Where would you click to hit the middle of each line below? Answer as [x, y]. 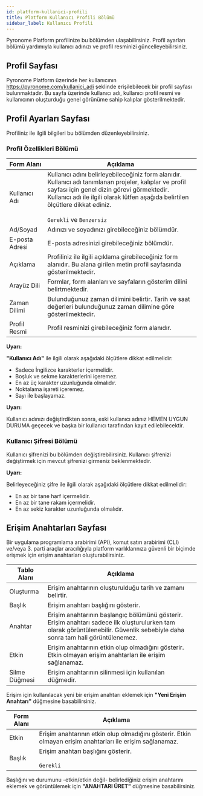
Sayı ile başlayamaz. [40, 396]
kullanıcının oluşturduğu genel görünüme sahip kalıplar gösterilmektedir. [96, 100]
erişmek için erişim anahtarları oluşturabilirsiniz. [66, 555]
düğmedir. [62, 680]
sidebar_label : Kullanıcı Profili [50, 23]
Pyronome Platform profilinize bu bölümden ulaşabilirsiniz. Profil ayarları [96, 40]
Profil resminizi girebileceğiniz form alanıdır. [110, 328]
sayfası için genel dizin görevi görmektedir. [108, 190]
